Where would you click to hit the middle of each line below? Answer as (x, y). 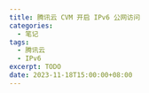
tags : (19, 42)
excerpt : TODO (35, 67)
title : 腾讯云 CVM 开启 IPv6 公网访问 (74, 17)
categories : (31, 26)
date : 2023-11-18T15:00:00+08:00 (71, 75)
